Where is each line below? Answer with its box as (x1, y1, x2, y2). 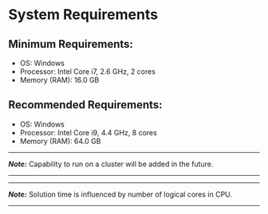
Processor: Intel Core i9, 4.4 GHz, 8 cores (19, 127, 157, 137)
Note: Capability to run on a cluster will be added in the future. (8, 159, 214, 169)
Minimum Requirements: (8, 37, 134, 51)
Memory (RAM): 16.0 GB (19, 76, 100, 84)
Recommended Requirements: (8, 98, 163, 112)
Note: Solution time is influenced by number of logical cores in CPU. (8, 189, 233, 199)
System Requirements (8, 6, 158, 24)
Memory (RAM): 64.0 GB (19, 136, 101, 146)
